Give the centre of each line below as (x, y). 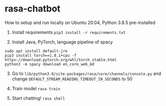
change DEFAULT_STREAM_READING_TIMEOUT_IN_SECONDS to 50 (72, 78)
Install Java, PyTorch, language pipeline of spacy (62, 42)
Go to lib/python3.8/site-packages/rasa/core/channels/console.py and (86, 73)
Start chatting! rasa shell (38, 98)
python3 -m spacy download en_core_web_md (49, 64)
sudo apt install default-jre (36, 51)
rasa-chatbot (32, 9)
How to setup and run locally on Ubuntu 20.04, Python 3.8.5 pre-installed (80, 22)
